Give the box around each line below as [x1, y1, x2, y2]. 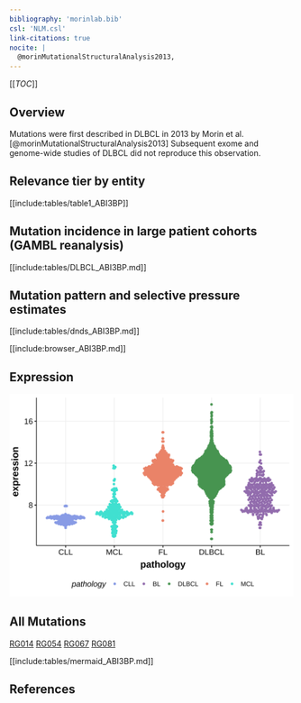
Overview [9, 105, 66, 120]
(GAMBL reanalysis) [9, 238, 124, 253]
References [9, 681, 76, 698]
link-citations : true [9, 33, 91, 42]
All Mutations [9, 614, 87, 630]
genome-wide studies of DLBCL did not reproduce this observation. [9, 147, 261, 158]
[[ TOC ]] [9, 78, 38, 89]
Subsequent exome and [170, 138, 260, 149]
